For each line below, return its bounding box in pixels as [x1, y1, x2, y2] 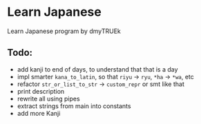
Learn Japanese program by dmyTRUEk [7, 27, 121, 35]
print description [17, 87, 65, 95]
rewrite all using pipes [17, 94, 81, 103]
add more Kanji [17, 109, 61, 117]
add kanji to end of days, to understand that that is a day [17, 65, 178, 73]
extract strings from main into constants [17, 101, 131, 110]
